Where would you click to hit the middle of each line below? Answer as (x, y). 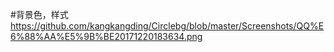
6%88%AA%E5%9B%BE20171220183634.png (106, 36)
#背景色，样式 (39, 14)
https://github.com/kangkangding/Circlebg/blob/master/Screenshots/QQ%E (167, 26)
